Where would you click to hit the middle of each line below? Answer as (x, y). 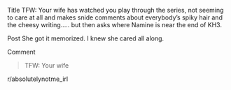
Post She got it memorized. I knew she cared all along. (86, 38)
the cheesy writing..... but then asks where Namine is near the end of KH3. (115, 25)
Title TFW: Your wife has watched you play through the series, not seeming (115, 10)
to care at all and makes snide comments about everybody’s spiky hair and (115, 17)
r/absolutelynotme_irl (38, 79)
